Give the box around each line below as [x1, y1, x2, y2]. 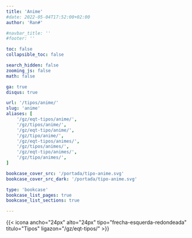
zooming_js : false [6, 68, 51, 73]
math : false [6, 73, 35, 79]
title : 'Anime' [6, 8, 43, 15]
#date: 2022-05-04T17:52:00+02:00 [6, 14, 91, 20]
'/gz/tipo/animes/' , [16, 155, 67, 160]
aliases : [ [6, 111, 33, 117]
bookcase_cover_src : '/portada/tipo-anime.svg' [6, 170, 125, 176]
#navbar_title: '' [6, 30, 51, 36]
